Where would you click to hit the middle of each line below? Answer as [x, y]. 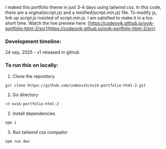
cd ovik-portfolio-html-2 [32, 104]
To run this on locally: [32, 65]
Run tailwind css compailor [40, 132]
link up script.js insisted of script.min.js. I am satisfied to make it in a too [79, 18]
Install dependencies [34, 113]
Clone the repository [33, 76]
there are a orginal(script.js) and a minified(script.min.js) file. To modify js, [81, 12]
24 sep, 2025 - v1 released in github [42, 52]
